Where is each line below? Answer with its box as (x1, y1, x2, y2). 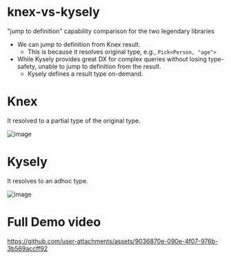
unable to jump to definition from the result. (38, 62, 161, 70)
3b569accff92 (7, 244, 48, 252)
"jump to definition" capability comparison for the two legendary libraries (7, 27, 215, 35)
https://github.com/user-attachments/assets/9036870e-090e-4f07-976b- (7, 237, 219, 245)
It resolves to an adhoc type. (7, 176, 88, 185)
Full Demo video (7, 214, 101, 229)
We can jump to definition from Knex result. (17, 40, 141, 48)
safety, (17, 62, 37, 70)
